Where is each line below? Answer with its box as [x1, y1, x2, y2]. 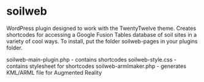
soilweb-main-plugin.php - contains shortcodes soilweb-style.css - [6, 56, 176, 63]
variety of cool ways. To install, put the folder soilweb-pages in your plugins [6, 37, 198, 45]
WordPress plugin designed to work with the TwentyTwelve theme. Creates [6, 24, 197, 32]
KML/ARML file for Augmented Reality [6, 69, 102, 76]
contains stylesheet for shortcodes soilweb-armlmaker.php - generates [6, 62, 187, 70]
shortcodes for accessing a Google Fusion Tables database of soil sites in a [6, 31, 197, 38]
